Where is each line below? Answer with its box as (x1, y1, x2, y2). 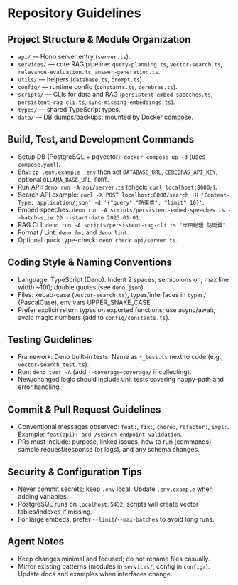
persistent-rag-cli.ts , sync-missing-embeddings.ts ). (17, 98, 175, 106)
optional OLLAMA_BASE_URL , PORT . (17, 175, 109, 183)
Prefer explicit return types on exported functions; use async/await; (17, 305, 216, 314)
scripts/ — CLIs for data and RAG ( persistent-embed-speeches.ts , (17, 90, 213, 98)
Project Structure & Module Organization (7, 33, 191, 46)
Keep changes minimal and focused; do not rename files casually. (17, 554, 211, 563)
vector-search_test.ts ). (17, 360, 90, 368)
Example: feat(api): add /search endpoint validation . (17, 430, 183, 439)
